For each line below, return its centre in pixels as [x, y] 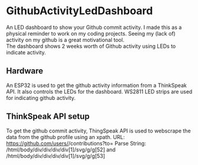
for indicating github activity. [41, 98]
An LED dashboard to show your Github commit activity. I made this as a [94, 27]
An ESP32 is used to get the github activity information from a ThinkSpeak [97, 85]
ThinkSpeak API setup [48, 117]
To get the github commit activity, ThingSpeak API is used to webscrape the [98, 131]
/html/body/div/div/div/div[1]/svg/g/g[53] [56, 156]
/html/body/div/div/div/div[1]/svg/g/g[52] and [61, 150]
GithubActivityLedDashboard [79, 11]
